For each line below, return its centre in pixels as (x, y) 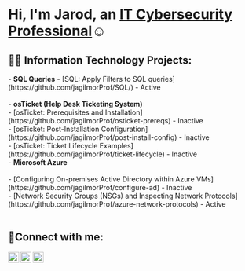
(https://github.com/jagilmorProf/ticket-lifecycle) (86, 154)
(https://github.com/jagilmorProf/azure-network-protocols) (103, 204)
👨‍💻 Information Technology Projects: (100, 60)
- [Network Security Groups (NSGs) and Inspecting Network (105, 196)
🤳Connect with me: (56, 237)
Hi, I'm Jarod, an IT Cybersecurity (121, 15)
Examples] (116, 146)
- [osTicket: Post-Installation (54, 129)
